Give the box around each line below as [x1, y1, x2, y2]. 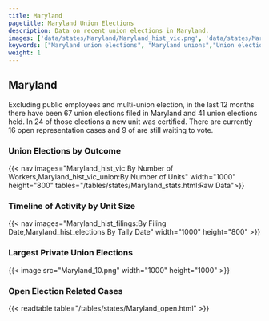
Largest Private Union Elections [8, 247, 134, 259]
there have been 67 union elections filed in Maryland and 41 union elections [8, 108, 258, 118]
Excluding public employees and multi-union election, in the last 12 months [8, 99, 255, 109]
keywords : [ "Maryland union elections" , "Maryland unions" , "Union [8, 42, 235, 50]
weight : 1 [8, 49, 42, 57]
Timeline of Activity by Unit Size [8, 201, 136, 212]
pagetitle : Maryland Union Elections [8, 19, 134, 27]
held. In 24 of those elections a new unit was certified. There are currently [8, 117, 253, 126]
